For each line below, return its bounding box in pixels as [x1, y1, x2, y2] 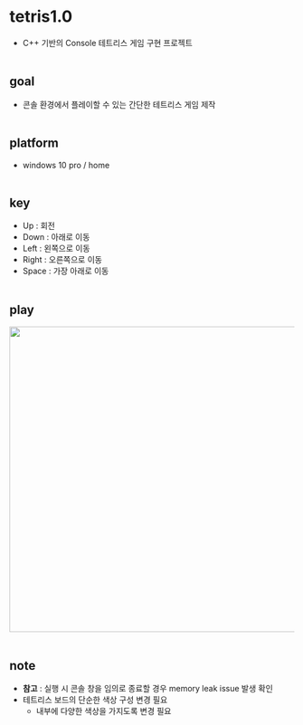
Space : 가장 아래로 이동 [22, 265, 109, 277]
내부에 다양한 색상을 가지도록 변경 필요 [35, 706, 172, 716]
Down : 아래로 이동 [22, 232, 90, 243]
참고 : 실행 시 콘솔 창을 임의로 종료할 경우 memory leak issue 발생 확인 [22, 683, 273, 693]
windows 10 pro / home [22, 159, 110, 170]
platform [9, 136, 59, 151]
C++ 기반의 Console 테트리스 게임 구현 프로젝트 [22, 37, 193, 48]
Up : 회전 [22, 220, 56, 232]
